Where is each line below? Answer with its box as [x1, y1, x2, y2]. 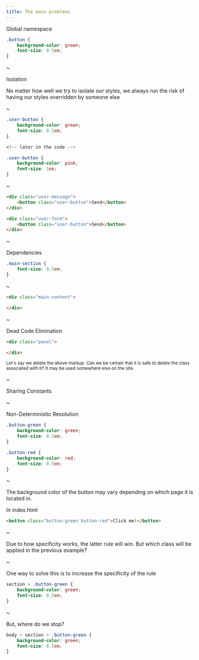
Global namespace [6, 25, 52, 32]
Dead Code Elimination [6, 327, 63, 334]
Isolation [6, 76, 27, 83]
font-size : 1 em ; [17, 166, 58, 172]
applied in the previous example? [6, 547, 88, 554]
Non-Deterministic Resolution [6, 411, 79, 418]
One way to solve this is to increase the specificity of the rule [6, 570, 156, 577]
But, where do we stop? [6, 620, 64, 627]
